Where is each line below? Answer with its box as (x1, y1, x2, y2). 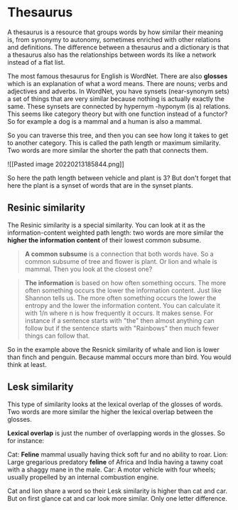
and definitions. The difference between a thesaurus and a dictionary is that (7, 43, 229, 51)
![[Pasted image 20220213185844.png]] (7, 159, 124, 168)
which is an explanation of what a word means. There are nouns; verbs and (7, 79, 228, 87)
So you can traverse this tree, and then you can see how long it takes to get (7, 131, 229, 139)
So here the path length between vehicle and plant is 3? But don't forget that (7, 174, 231, 182)
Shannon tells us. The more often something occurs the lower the (24, 293, 217, 302)
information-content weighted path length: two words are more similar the (7, 228, 224, 237)
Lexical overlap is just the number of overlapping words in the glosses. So (7, 428, 225, 437)
